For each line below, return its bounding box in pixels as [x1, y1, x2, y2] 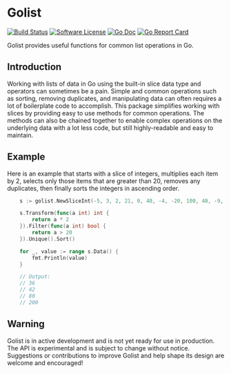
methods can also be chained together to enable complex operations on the [7, 116, 223, 124]
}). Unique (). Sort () [19, 235, 76, 243]
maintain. [7, 131, 33, 139]
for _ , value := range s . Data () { [19, 247, 119, 255]
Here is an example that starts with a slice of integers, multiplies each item [7, 169, 219, 178]
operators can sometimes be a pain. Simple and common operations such [7, 86, 217, 95]
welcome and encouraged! [7, 358, 83, 367]
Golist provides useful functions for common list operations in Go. [7, 41, 194, 49]
